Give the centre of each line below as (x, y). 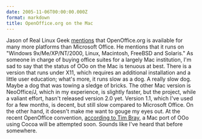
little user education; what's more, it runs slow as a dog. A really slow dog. (99, 79)
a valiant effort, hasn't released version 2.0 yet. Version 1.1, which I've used (100, 98)
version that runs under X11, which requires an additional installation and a (99, 73)
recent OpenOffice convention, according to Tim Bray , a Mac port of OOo (98, 118)
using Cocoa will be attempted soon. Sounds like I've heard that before (95, 124)
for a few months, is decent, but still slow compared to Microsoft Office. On (100, 105)
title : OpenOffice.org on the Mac (50, 23)
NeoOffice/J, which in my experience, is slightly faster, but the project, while (101, 92)
